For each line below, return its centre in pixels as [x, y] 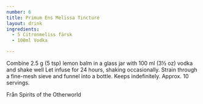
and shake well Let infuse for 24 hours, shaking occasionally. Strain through [102, 70]
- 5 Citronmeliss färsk [42, 35]
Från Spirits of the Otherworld [44, 95]
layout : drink [24, 23]
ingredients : [23, 29]
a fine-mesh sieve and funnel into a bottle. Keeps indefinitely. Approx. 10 [98, 76]
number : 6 [19, 12]
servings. [18, 83]
